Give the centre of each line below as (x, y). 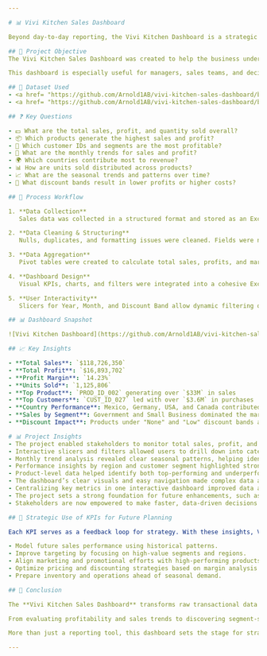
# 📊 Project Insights (45, 437)
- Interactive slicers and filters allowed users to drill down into (126, 451)
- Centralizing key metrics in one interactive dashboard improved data (131, 488)
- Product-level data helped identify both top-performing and (115, 474)
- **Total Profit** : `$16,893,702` (67, 371)
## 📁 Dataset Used (39, 87)
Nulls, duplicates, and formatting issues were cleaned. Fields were (136, 241)
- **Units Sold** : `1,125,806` (60, 385)
